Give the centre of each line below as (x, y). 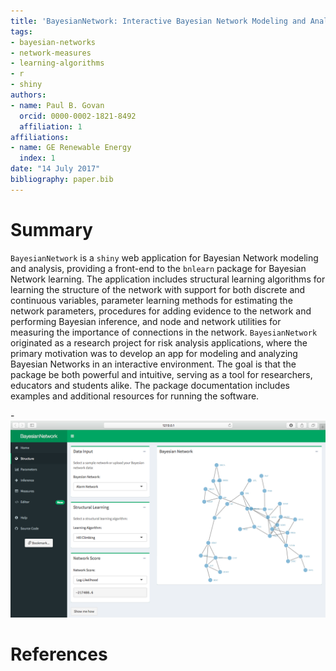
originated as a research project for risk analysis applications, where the (159, 342)
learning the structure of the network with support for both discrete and (158, 289)
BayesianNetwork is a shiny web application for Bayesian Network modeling (164, 257)
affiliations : (40, 137)
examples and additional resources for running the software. (135, 396)
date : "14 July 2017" (55, 169)
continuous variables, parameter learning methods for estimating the (151, 300)
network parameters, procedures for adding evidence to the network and (161, 311)
